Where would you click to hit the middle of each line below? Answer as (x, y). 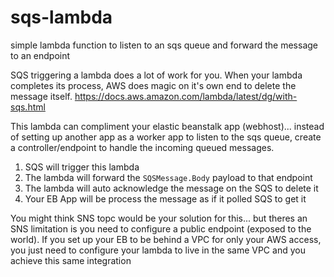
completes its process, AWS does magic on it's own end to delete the (153, 85)
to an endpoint (40, 55)
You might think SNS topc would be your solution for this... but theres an (159, 218)
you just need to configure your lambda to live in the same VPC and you (158, 250)
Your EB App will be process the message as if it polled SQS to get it (165, 198)
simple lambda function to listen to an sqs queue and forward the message (164, 45)
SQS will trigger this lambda (82, 167)
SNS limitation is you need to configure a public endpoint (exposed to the (161, 228)
